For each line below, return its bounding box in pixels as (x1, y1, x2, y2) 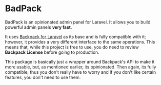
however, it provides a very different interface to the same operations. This (5, 39, 155, 44)
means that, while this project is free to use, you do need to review (5, 44, 139, 50)
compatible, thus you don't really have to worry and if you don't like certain (5, 69, 156, 75)
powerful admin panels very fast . (5, 24, 72, 30)
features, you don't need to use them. (5, 74, 81, 80)
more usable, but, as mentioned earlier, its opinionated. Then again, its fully (5, 64, 156, 70)
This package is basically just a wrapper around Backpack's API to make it (5, 59, 155, 64)
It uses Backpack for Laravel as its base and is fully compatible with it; (5, 34, 146, 40)
